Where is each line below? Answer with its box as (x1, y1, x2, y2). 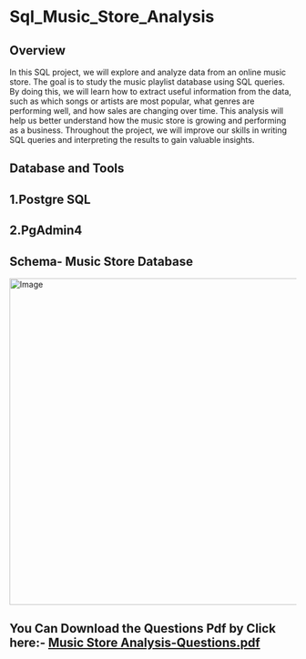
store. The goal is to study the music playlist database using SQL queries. (9, 76, 285, 87)
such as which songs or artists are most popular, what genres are (9, 96, 255, 106)
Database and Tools (9, 161, 125, 177)
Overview (9, 43, 66, 58)
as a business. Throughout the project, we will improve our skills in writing (9, 125, 288, 136)
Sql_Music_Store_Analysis (9, 6, 215, 27)
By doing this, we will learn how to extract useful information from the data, (9, 86, 291, 96)
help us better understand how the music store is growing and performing (9, 116, 287, 126)
